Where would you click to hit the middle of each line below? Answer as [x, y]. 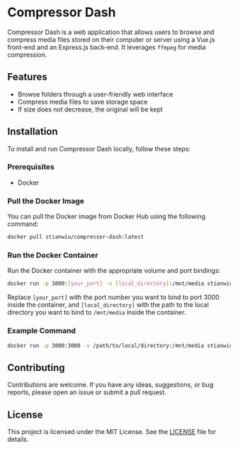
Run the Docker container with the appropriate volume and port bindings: [114, 271]
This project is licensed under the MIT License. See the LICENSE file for [112, 432]
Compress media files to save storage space [83, 102]
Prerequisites [31, 167]
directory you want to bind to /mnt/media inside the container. [97, 313]
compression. [27, 55]
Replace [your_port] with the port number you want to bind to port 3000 [113, 297]
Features [27, 77]
